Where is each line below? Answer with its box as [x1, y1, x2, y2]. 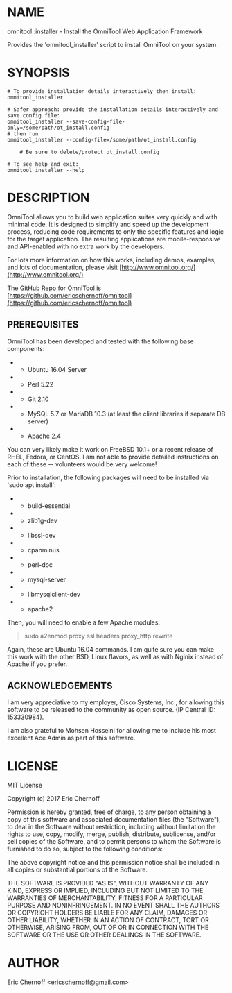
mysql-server [27, 575, 66, 584]
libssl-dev [27, 531, 56, 539]
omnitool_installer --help [7, 167, 85, 173]
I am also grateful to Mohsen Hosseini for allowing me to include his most [7, 727, 216, 735]
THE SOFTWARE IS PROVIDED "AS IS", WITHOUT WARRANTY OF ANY [7, 879, 209, 888]
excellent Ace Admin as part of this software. [7, 733, 136, 742]
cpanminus [27, 545, 60, 554]
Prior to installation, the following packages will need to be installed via [7, 473, 210, 482]
